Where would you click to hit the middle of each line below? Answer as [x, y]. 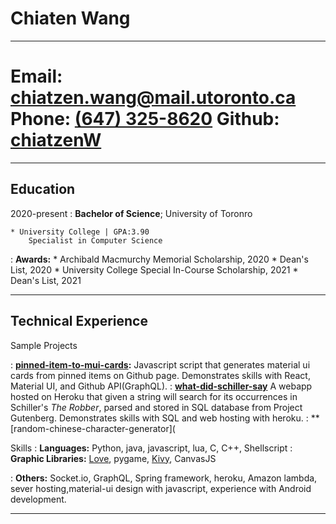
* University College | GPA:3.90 [80, 232]
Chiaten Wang [70, 18]
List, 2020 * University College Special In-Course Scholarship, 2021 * [154, 269]
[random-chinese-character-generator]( [93, 428]
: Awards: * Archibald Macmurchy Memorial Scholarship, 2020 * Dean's [159, 259]
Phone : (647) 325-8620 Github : [145, 119]
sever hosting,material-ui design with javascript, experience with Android [161, 488]
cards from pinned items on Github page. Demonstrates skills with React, [160, 375]
